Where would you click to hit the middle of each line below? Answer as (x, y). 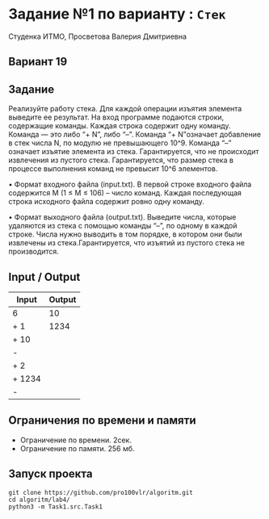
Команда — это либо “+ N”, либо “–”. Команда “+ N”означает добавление (134, 135)
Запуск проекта (50, 474)
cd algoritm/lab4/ (39, 500)
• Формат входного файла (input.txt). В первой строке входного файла (130, 184)
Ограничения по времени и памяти (102, 421)
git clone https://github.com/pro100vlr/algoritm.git (101, 492)
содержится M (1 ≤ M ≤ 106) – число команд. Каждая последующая (125, 193)
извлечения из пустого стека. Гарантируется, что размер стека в (121, 160)
